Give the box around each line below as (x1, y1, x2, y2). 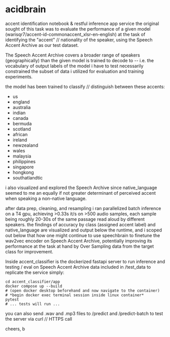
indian (12, 110, 26, 116)
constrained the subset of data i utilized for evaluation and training (5, 68, 144, 74)
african (12, 131, 28, 137)
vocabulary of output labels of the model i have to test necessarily (5, 63, 144, 69)
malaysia (12, 153, 31, 159)
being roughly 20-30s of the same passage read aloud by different (5, 216, 145, 222)
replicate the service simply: (5, 269, 64, 275)
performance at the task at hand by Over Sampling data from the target (5, 243, 154, 249)
